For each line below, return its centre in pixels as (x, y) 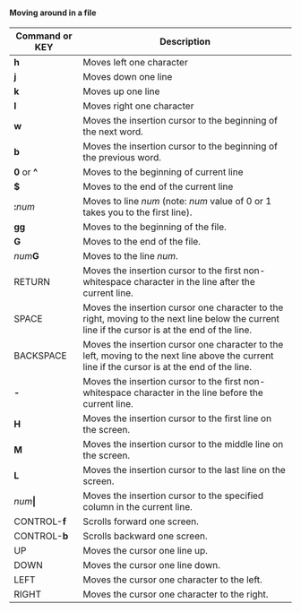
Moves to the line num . (131, 256)
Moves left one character (135, 63)
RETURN (32, 282)
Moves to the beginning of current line (163, 172)
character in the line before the (199, 392)
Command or (44, 36)
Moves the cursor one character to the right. (176, 594)
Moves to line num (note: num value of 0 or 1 (177, 202)
